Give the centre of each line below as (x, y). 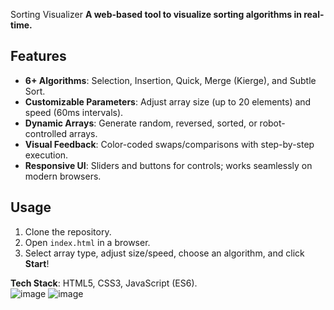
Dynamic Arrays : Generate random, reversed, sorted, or (141, 123)
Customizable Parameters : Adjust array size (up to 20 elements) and (168, 101)
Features (38, 56)
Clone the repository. (68, 231)
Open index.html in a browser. (87, 242)
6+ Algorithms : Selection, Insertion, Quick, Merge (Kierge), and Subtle (170, 80)
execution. (46, 155)
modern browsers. (63, 176)
